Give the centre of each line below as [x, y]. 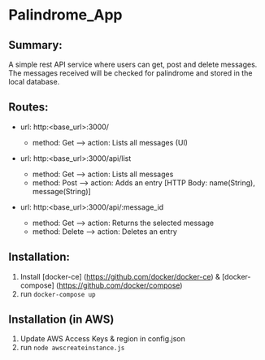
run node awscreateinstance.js [72, 348]
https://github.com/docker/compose [119, 285]
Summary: [35, 45]
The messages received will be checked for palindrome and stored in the [130, 73]
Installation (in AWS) [61, 320]
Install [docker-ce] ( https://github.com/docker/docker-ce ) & [120, 276]
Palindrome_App [65, 15]
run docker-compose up [58, 293]
